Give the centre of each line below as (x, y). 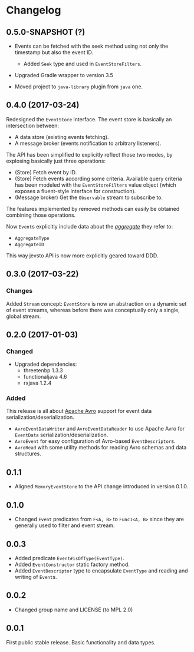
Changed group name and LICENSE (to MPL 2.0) (74, 610)
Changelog (34, 10)
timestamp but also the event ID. (54, 52)
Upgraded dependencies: (46, 364)
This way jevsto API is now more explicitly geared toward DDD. (82, 255)
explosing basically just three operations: (56, 161)
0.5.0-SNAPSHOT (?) (46, 32)
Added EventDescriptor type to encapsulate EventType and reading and (101, 570)
